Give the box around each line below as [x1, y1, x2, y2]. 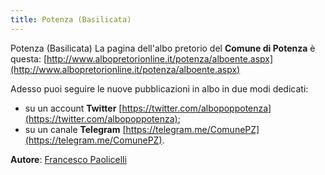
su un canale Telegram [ [24, 123, 127, 135]
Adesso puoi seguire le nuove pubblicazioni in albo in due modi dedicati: [10, 82, 309, 95]
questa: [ [10, 52, 47, 65]
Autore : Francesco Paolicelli [10, 153, 127, 165]
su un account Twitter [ [24, 102, 123, 114]
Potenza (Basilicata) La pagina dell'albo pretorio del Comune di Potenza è [10, 42, 316, 54]
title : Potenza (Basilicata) [10, 14, 132, 25]
